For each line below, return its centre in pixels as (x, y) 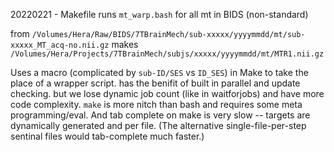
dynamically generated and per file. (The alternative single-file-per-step (158, 125)
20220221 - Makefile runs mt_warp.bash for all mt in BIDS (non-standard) (159, 14)
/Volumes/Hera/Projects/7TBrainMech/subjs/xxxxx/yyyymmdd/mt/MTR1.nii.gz (167, 54)
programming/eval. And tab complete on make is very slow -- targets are (160, 115)
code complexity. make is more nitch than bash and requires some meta (156, 104)
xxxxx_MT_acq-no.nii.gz (60, 45)
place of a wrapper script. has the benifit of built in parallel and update (155, 83)
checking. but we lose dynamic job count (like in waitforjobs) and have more (167, 93)
